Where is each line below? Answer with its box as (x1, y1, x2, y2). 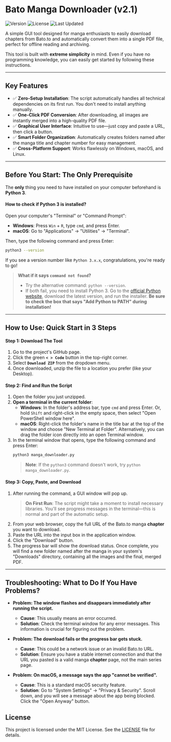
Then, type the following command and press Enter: (5, 237, 115, 244)
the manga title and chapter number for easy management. (12, 139, 136, 146)
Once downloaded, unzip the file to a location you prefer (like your (12, 365, 152, 371)
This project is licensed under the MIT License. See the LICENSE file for (5, 727, 156, 733)
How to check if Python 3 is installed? (5, 201, 87, 207)
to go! (5, 262, 18, 269)
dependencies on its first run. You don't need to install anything (12, 101, 146, 107)
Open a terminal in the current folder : (12, 399, 93, 405)
